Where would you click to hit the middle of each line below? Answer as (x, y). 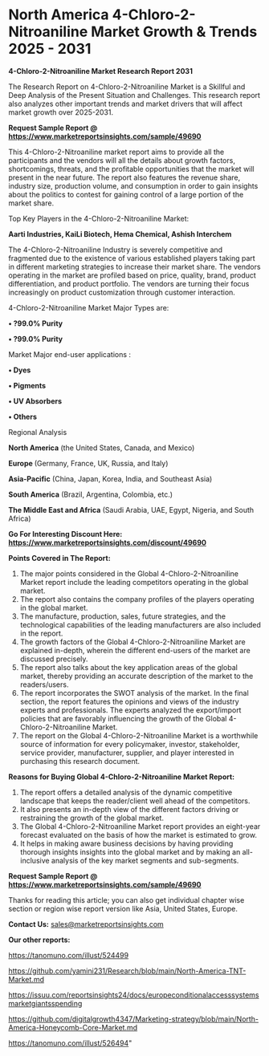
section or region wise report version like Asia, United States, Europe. (123, 908)
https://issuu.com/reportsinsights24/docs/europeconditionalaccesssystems (134, 995)
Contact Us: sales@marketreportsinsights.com (86, 924)
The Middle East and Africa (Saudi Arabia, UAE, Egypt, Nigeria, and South (131, 510)
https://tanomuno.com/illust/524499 (69, 955)
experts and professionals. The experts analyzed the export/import (130, 710)
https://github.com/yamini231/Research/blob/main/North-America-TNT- (127, 971)
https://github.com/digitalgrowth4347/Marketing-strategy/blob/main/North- (134, 1019)
